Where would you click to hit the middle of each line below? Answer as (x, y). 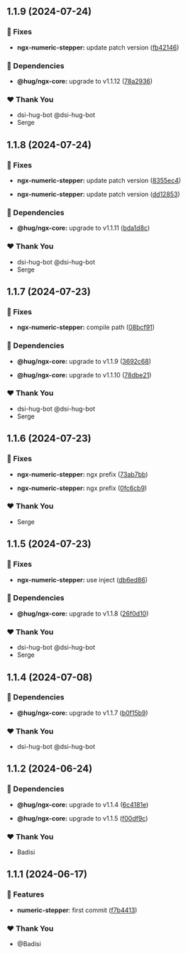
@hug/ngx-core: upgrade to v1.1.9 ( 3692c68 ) (84, 361)
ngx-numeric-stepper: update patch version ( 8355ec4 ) (99, 180)
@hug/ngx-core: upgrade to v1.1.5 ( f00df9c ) (82, 818)
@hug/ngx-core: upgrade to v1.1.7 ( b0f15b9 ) (82, 713)
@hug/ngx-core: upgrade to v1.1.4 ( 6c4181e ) (83, 804)
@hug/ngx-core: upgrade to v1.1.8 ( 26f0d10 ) (83, 614)
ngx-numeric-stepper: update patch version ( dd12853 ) (98, 194)
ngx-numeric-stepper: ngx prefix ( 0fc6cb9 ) (82, 488)
